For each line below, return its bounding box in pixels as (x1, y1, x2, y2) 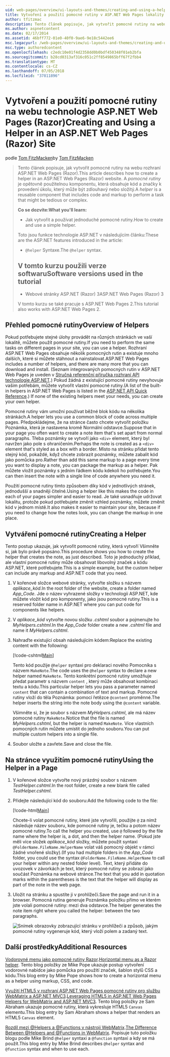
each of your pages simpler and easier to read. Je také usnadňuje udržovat (5, 494, 162, 500)
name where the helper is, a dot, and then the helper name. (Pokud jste (12, 833, 161, 839)
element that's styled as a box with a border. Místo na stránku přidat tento (5, 446, 159, 452)
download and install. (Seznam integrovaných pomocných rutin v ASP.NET (5, 367, 160, 373)
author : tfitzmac (5, 17, 42, 22)
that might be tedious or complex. (17, 197, 89, 203)
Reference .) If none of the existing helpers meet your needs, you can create (5, 393, 163, 399)
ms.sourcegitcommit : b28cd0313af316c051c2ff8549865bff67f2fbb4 (5, 54, 142, 60)
